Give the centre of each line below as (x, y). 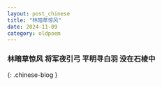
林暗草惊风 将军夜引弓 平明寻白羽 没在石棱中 (81, 59)
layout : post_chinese (39, 14)
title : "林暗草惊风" (34, 20)
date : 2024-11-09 (32, 27)
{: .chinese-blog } (32, 75)
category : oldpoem (34, 33)
